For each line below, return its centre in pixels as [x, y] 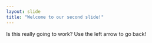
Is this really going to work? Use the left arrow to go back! [76, 34]
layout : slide [24, 11]
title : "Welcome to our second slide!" [55, 17]
